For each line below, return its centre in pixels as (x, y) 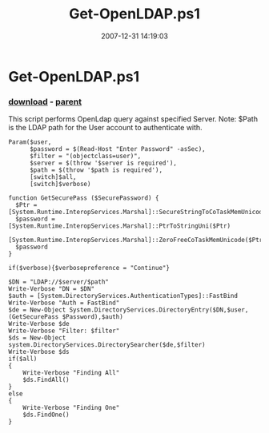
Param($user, (30, 142)
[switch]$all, (53, 177)
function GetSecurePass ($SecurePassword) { (84, 198)
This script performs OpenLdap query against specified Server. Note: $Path (133, 119)
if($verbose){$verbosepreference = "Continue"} (89, 268)
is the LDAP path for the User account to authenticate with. (105, 128)
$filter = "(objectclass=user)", (85, 157)
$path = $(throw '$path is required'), (96, 170)
